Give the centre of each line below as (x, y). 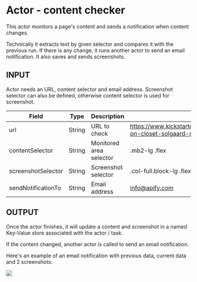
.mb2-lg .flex (148, 150)
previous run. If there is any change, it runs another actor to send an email (96, 50)
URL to (100, 126)
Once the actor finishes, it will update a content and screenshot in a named (97, 226)
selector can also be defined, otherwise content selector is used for (88, 95)
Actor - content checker (66, 10)
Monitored (105, 143)
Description (108, 116)
